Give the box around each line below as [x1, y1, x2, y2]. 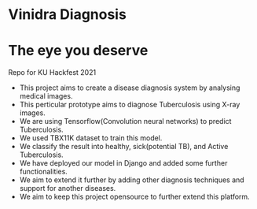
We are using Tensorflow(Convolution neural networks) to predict [19, 117, 232, 126]
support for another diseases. [19, 184, 116, 193]
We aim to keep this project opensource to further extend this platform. [19, 192, 250, 202]
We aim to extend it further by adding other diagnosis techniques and [19, 175, 245, 185]
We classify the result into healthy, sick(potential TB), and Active [19, 142, 229, 151]
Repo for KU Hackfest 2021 [8, 68, 97, 77]
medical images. [19, 91, 73, 101]
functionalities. [19, 167, 68, 177]
